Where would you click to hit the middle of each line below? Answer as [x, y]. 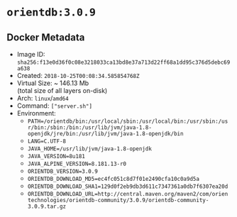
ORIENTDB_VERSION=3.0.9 [63, 172]
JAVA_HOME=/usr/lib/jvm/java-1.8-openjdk [89, 149]
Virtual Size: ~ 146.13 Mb [53, 83]
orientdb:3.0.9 [51, 12]
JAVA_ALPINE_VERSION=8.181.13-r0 [77, 164]
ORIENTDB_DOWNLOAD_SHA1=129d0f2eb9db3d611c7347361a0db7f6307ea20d [128, 187]
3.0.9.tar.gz [47, 206]
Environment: [36, 113]
